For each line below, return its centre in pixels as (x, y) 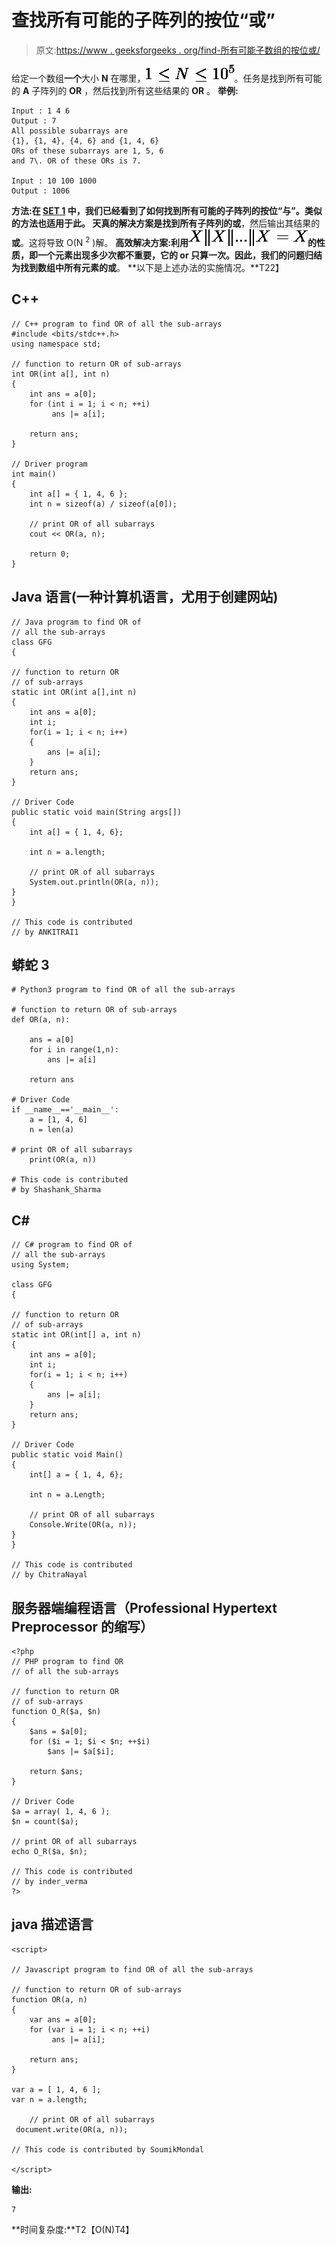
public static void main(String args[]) (97, 812)
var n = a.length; (49, 2099)
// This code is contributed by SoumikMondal (107, 2149)
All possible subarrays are (70, 131)
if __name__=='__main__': (65, 1110)
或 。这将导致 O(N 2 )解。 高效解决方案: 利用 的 (164, 241)
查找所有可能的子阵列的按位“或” (143, 20)
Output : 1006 (41, 191)
